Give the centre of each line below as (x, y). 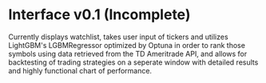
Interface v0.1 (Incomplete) (99, 15)
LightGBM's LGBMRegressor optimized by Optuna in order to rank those (127, 45)
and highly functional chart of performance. (80, 70)
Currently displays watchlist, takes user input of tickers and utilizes (119, 37)
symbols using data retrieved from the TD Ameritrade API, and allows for (128, 53)
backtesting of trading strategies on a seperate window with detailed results (133, 62)
